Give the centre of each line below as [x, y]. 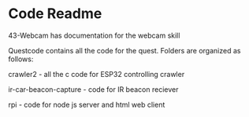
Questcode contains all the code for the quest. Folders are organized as [124, 50]
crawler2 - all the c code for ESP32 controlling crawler [97, 74]
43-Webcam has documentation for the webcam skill [94, 35]
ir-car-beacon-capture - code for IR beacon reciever [93, 89]
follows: [21, 59]
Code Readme [55, 14]
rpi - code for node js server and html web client [87, 104]
